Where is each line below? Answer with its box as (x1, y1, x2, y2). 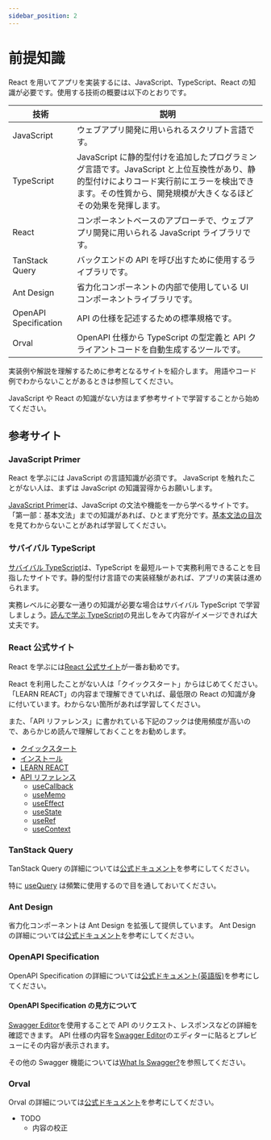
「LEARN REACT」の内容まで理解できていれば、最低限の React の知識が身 (8, 689, 256, 698)
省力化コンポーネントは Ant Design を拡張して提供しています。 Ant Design (8, 921, 256, 930)
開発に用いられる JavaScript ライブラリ (92, 227, 244, 238)
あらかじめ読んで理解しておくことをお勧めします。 (22, 726, 191, 736)
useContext (31, 824, 71, 834)
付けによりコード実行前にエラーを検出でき (92, 175, 255, 186)
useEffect (31, 798, 65, 808)
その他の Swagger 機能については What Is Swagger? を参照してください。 (8, 1057, 250, 1067)
